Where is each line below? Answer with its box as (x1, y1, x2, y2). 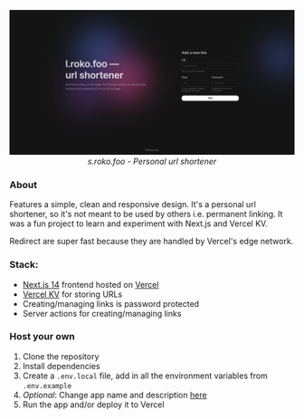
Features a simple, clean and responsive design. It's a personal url (9, 199, 256, 210)
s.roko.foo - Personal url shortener (87, 156, 217, 167)
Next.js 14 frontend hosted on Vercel (22, 279, 159, 290)
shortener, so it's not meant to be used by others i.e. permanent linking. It (9, 209, 283, 220)
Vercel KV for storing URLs (22, 289, 123, 300)
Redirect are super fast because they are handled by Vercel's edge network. (9, 236, 294, 247)
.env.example (22, 381, 72, 390)
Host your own (9, 330, 75, 343)
